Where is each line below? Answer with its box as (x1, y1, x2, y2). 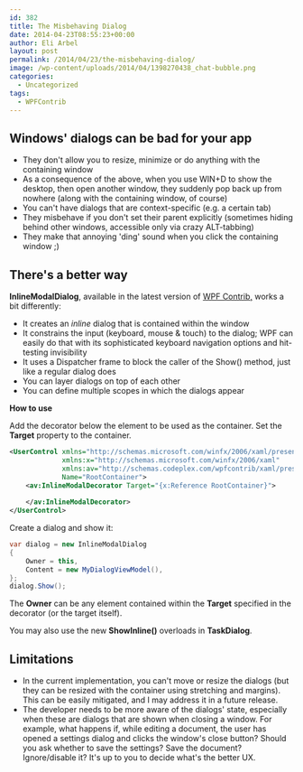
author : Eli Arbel (9, 38, 78, 48)
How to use (9, 403, 52, 414)
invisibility (50, 347, 87, 358)
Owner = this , (25, 556, 78, 565)
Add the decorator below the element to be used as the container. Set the (9, 421, 282, 431)
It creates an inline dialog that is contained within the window (22, 318, 250, 329)
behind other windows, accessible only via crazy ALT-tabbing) (22, 222, 254, 233)
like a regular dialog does (22, 367, 117, 377)
